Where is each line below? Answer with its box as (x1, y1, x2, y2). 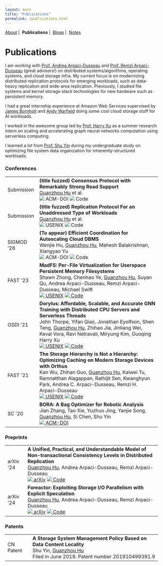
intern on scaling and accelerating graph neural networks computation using (5, 128, 158, 134)
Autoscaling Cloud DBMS (39, 236, 99, 242)
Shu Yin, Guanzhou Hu (32, 547, 84, 554)
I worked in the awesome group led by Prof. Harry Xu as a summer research (5, 123, 157, 129)
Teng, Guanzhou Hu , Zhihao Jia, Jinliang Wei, (39, 324, 143, 331)
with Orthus (39, 363, 68, 369)
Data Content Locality (32, 541, 84, 548)
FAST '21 (7, 372, 29, 379)
